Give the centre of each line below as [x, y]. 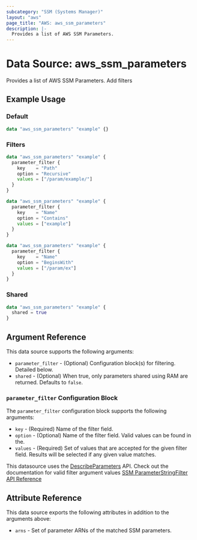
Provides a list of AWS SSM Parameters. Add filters [69, 81]
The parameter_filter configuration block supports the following [86, 411]
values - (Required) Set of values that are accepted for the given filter [101, 448]
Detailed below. [34, 370]
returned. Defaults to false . [49, 382]
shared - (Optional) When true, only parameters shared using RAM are [101, 376]
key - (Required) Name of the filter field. [64, 429]
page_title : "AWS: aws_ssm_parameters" [56, 23]
